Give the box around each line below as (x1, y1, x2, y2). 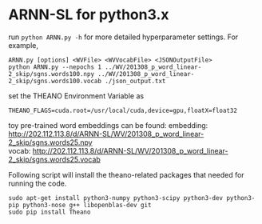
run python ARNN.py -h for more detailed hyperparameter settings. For (8, 32, 239, 42)
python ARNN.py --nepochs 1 (8, 62, 102, 71)
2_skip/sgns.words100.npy (8, 70, 94, 78)
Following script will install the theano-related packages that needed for (8, 170, 245, 179)
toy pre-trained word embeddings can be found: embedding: (8, 120, 208, 130)
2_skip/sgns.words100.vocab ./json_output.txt (8, 77, 166, 85)
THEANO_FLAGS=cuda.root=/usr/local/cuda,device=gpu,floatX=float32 (8, 106, 238, 114)
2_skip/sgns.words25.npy (8, 138, 93, 147)
